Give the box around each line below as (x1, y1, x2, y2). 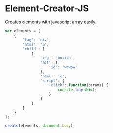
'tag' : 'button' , (40, 56, 76, 61)
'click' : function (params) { (48, 83, 109, 88)
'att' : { (40, 60, 58, 65)
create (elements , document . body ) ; (5, 123, 76, 128)
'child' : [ (23, 47, 45, 52)
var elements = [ (5, 28, 41, 33)
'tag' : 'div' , (23, 38, 51, 42)
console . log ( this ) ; (57, 87, 97, 93)
